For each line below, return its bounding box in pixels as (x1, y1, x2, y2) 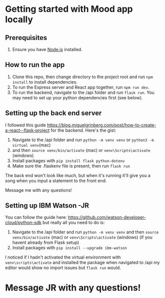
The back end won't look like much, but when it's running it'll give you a (5, 172, 151, 178)
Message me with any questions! (5, 187, 72, 193)
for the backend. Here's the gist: (51, 127, 117, 133)
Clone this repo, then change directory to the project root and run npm (12, 74, 153, 80)
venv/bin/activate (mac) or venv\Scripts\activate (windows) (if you (12, 235, 153, 240)
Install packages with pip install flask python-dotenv (12, 157, 125, 163)
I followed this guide (5, 122, 46, 128)
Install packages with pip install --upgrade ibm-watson (12, 245, 127, 251)
